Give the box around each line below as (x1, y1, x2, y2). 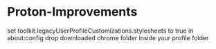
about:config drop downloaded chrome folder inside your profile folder (7, 33, 209, 42)
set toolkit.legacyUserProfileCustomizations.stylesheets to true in (7, 27, 194, 35)
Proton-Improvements (7, 4, 138, 20)
